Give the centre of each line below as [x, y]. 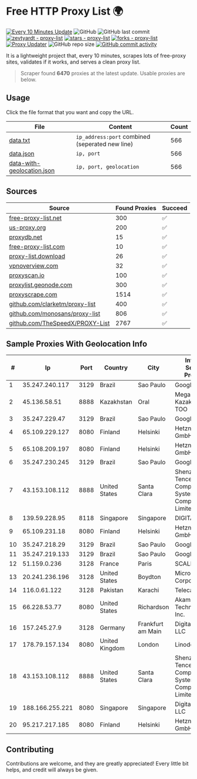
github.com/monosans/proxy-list [55, 314]
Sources [22, 192]
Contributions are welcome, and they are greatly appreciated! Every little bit [97, 764]
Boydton [149, 577]
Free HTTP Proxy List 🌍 [65, 11]
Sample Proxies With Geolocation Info [77, 344]
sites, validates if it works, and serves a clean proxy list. [73, 62]
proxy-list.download [37, 256]
